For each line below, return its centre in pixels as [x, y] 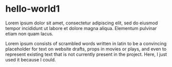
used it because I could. [31, 59]
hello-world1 [33, 9]
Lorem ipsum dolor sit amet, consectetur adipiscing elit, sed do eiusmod [82, 23]
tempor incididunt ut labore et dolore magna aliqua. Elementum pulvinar [81, 28]
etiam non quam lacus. [29, 33]
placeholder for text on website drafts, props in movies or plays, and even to [86, 49]
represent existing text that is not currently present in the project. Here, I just [86, 54]
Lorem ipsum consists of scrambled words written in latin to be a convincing [86, 43]
